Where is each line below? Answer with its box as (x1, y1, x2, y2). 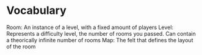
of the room (6, 43, 36, 50)
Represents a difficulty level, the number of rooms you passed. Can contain (6, 30, 197, 37)
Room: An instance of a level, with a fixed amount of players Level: (6, 24, 174, 31)
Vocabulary (6, 4, 67, 18)
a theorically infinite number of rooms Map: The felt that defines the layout (6, 36, 193, 44)
